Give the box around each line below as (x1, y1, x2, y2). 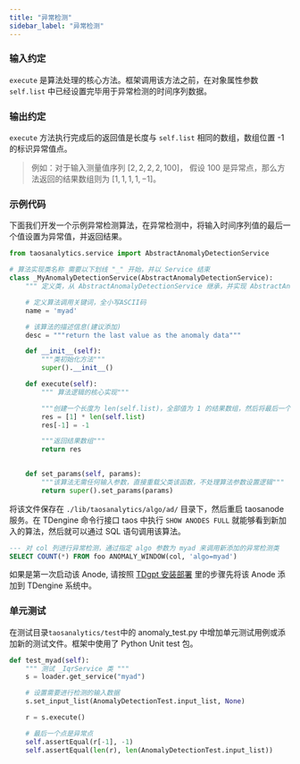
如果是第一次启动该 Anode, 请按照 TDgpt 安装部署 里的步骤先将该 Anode (9, 569, 276, 580)
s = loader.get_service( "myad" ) (25, 672, 146, 682)
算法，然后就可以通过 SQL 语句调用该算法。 (24, 525, 186, 536)
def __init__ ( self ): (25, 347, 102, 356)
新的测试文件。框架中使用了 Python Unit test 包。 (16, 638, 198, 649)
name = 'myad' (25, 306, 78, 315)
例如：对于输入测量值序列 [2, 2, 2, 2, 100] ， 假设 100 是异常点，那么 (30, 163, 279, 173)
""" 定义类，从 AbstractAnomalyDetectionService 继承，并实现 (25, 282, 247, 291)
